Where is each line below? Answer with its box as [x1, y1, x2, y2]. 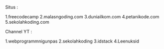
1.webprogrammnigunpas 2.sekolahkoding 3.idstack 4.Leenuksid [5, 38, 139, 44]
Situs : [5, 4, 19, 10]
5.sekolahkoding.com [5, 19, 50, 25]
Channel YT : [5, 29, 33, 34]
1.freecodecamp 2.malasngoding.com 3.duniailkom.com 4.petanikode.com [5, 14, 159, 19]
